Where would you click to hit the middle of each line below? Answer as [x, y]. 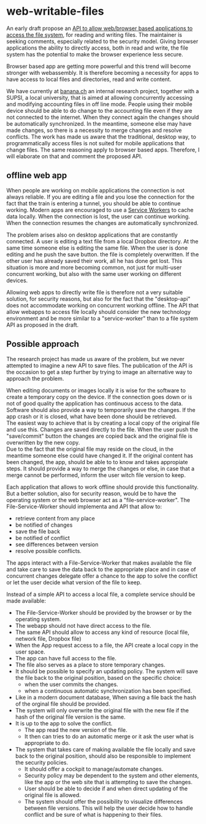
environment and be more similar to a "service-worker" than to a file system [102, 318]
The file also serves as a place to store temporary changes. [90, 665]
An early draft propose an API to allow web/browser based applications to [100, 28]
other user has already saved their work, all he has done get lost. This [94, 261]
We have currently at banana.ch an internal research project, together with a [103, 91]
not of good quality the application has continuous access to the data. [95, 403]
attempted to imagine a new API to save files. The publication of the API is [100, 365]
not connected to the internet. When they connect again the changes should [103, 117]
